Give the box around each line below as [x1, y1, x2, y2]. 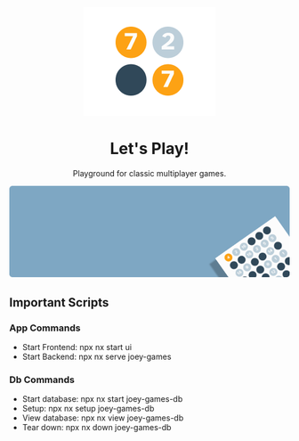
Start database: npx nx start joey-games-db [21, 394, 183, 404]
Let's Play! [109, 139, 190, 159]
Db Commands [9, 373, 76, 386]
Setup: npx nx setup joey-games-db [21, 404, 155, 414]
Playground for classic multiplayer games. [72, 167, 227, 178]
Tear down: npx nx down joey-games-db [21, 422, 172, 433]
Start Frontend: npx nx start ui [21, 341, 132, 352]
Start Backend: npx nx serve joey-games [21, 351, 172, 362]
